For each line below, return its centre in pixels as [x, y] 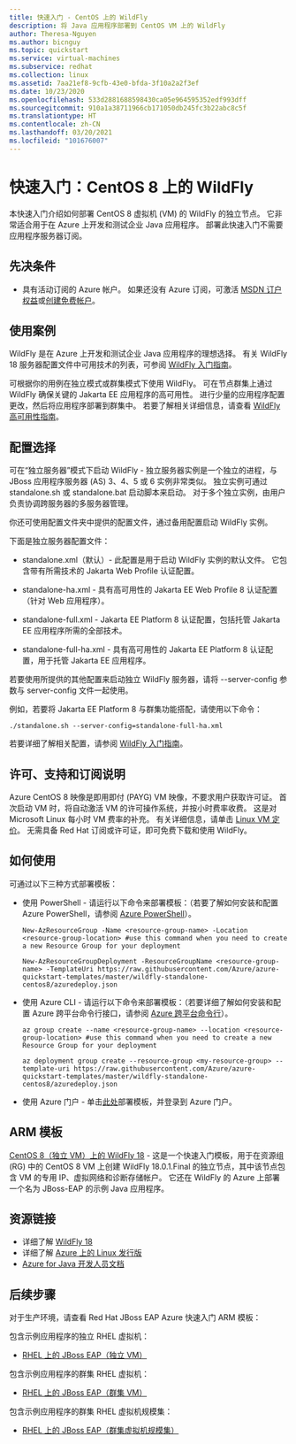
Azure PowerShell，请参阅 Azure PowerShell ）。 [109, 913]
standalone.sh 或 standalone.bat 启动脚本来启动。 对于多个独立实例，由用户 [148, 493]
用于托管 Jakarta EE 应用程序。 [94, 661]
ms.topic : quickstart [49, 50]
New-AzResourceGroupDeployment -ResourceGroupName [117, 961]
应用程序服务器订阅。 [48, 235]
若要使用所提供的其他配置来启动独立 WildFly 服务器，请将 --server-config [144, 680]
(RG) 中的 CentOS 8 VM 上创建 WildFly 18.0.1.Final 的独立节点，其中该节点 [144, 1166]
